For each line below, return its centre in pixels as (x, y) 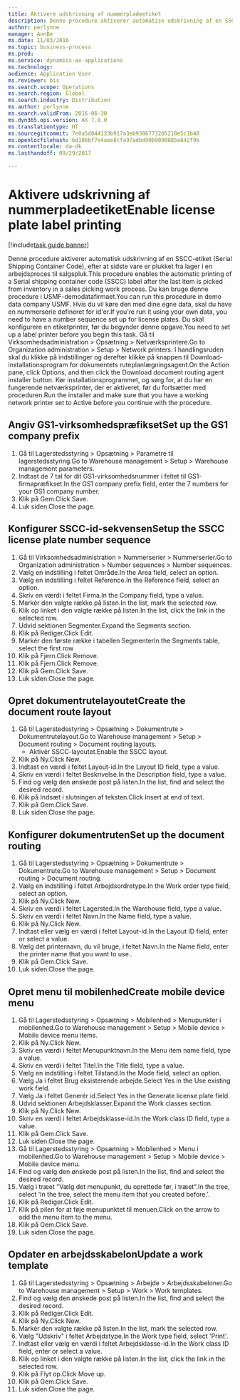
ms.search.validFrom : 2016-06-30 (58, 113)
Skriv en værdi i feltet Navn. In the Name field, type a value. (105, 916)
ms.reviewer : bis (34, 80)
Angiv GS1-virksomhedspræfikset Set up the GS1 (118, 425)
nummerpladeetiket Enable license (112, 210)
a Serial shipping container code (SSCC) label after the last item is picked (115, 281)
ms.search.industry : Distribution (59, 101)
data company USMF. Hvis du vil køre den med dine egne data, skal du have (120, 304)
